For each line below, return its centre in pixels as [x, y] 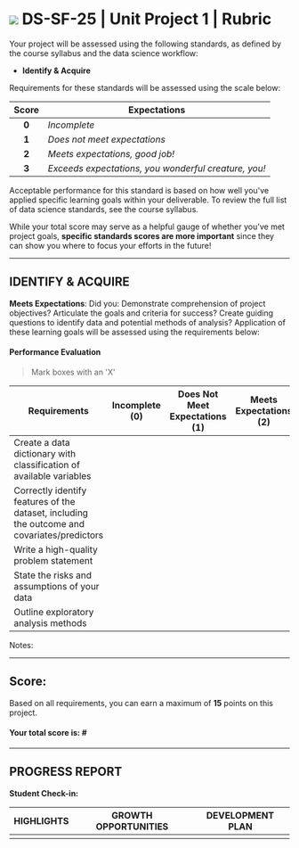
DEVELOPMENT [240, 815]
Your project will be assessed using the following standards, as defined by [145, 44]
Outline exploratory [54, 612]
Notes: [21, 645]
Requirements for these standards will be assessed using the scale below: [145, 87]
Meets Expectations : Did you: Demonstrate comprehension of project [137, 303]
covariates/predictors [59, 535]
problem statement [53, 560]
